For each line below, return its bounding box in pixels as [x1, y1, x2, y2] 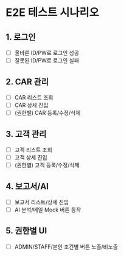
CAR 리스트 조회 [14, 93, 53, 101]
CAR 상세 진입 [14, 101, 49, 109]
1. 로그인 [5, 32, 36, 42]
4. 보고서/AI [5, 181, 49, 191]
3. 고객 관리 [5, 129, 47, 139]
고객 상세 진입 [14, 154, 47, 161]
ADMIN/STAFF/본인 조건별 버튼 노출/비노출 [14, 243, 118, 251]
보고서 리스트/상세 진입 [14, 198, 69, 205]
